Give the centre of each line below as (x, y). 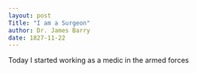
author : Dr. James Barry (49, 30)
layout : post (30, 15)
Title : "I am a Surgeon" (49, 23)
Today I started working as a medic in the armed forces (98, 60)
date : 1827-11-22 (37, 38)
